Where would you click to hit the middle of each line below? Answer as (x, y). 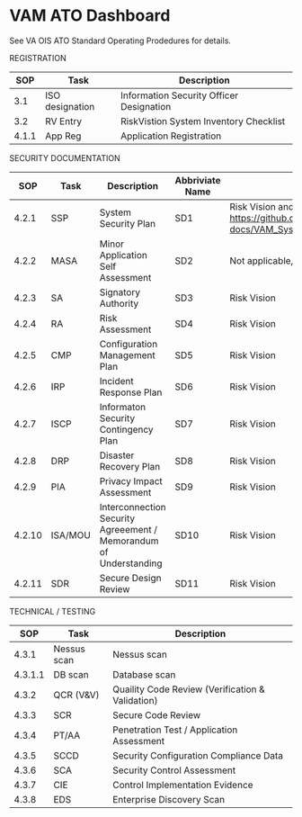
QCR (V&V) (76, 695)
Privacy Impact (131, 480)
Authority (119, 303)
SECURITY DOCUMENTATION (65, 157)
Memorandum (129, 541)
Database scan (144, 674)
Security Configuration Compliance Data (197, 755)
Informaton (123, 407)
